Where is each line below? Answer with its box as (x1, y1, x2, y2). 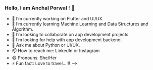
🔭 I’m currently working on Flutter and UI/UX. (11, 16, 104, 22)
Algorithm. (11, 26, 33, 32)
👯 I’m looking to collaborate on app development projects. (11, 32, 130, 38)
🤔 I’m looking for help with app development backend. (11, 37, 122, 43)
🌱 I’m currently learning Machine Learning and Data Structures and (11, 21, 149, 27)
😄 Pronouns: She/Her (11, 55, 57, 61)
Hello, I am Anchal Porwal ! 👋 (4, 4, 75, 11)
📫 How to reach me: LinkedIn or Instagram (11, 48, 100, 54)
